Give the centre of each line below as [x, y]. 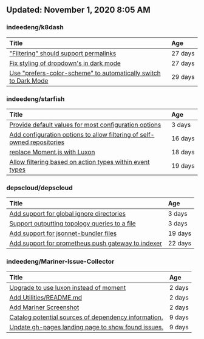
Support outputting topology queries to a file [73, 224]
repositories [47, 142]
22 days [180, 244]
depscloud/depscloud [39, 188]
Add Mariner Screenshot [44, 307]
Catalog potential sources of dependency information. [86, 317]
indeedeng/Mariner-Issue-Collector [60, 262]
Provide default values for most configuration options [85, 125]
